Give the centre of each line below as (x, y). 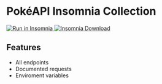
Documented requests (43, 69)
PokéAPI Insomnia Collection (81, 11)
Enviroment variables (42, 75)
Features (24, 48)
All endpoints (32, 62)
